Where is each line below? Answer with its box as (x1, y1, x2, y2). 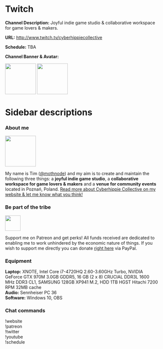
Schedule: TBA (5, 44, 36, 50)
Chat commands (5, 307, 46, 314)
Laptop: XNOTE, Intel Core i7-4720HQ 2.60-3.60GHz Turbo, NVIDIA (5, 269, 143, 275)
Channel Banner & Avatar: (5, 53, 59, 60)
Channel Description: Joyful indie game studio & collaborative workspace (5, 20, 156, 26)
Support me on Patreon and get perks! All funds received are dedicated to (5, 235, 155, 241)
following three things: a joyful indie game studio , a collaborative (5, 176, 139, 182)
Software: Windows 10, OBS (5, 295, 63, 301)
